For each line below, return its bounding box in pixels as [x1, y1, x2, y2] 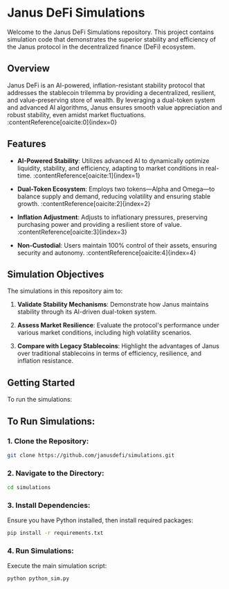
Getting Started [7, 377, 75, 389]
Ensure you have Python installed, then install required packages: [7, 516, 194, 524]
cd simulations [7, 484, 51, 491]
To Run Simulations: [7, 415, 95, 427]
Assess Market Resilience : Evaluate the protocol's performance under [17, 321, 220, 330]
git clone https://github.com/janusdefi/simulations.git [7, 452, 175, 459]
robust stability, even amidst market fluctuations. [7, 110, 147, 119]
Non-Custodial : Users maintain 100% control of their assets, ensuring [17, 241, 217, 249]
